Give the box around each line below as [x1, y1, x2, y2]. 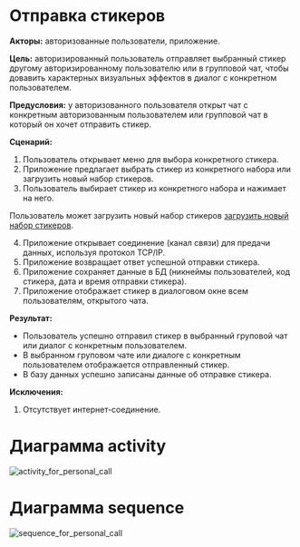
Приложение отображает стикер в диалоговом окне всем [22, 285, 249, 296]
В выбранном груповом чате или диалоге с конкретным [22, 349, 241, 360]
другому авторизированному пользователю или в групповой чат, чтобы [9, 63, 289, 73]
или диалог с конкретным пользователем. [22, 339, 188, 350]
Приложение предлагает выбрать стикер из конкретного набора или [22, 163, 292, 174]
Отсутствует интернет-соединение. [22, 404, 161, 415]
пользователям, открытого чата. [22, 295, 150, 306]
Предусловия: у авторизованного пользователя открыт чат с [9, 99, 248, 110]
